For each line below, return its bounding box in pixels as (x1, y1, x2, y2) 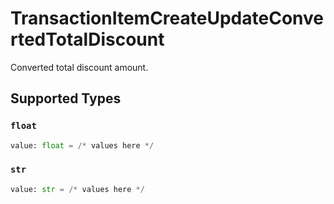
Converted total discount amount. (10, 61, 149, 73)
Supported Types (10, 90, 122, 107)
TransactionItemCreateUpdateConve (10, 7, 324, 30)
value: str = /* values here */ (10, 184, 145, 194)
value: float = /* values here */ (10, 140, 155, 151)
